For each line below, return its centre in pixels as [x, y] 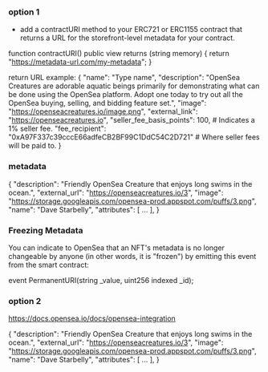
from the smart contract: [49, 265]
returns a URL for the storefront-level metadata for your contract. [127, 38]
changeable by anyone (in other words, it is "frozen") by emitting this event [132, 256]
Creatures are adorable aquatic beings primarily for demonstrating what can [134, 86]
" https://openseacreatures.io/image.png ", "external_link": [103, 111]
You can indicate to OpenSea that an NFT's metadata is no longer [116, 248]
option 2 [25, 301]
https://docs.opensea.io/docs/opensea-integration [92, 318]
